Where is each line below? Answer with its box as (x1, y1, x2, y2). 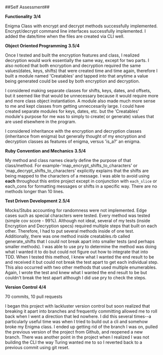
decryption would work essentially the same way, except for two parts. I (5, 58, 149, 63)
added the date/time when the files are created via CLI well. (5, 34, 125, 39)
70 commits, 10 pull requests (5, 294, 63, 299)
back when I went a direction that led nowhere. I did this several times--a (5, 314, 152, 319)
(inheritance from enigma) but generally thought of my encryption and (5, 134, 146, 139)
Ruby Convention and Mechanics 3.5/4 (5, 148, 86, 154)
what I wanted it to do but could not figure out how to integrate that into (5, 249, 148, 255)
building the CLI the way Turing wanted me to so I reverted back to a (5, 339, 143, 345)
